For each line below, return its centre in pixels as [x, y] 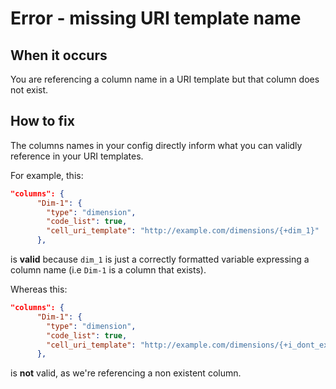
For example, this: [47, 175]
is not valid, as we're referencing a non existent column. [126, 373]
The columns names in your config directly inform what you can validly [156, 145]
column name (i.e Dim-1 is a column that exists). [108, 270]
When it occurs [59, 55]
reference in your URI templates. [77, 156]
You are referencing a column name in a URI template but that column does [165, 79]
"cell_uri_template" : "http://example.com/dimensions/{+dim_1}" [183, 231]
